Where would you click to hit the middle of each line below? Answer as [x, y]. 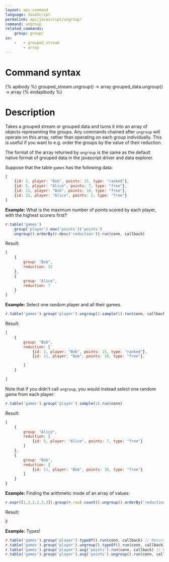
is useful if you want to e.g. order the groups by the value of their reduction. [84, 143]
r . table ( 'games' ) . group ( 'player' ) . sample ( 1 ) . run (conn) [64, 403]
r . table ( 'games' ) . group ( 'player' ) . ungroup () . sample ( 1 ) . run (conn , [75, 314]
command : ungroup [23, 24]
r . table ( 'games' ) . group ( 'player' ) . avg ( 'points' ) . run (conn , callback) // [83, 550]
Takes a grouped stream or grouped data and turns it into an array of [76, 126]
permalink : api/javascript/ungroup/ [44, 19]
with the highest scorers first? [36, 215]
